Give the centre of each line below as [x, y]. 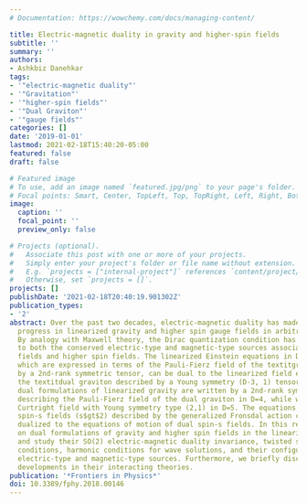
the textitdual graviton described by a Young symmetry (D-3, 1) [145, 382]
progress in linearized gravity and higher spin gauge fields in [145, 331]
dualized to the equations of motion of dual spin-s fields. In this [153, 425]
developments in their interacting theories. [106, 467]
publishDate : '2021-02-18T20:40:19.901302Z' [95, 297]
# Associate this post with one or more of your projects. [128, 254]
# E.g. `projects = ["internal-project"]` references [118, 272]
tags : [20, 77]
